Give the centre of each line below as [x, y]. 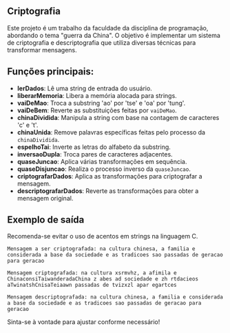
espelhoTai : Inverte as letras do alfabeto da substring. [94, 147]
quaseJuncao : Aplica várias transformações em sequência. [102, 161]
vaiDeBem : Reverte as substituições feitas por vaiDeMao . [97, 110]
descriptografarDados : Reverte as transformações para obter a [108, 191]
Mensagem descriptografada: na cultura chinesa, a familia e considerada [115, 297]
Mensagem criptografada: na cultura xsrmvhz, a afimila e [92, 273]
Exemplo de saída [46, 220]
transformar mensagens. [42, 50]
